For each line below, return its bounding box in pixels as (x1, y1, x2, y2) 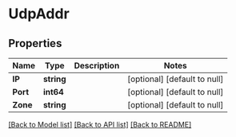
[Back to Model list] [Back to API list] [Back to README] (8, 120, 192, 129)
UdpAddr (8, 5, 70, 23)
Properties (8, 37, 62, 50)
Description (74, 61, 120, 71)
